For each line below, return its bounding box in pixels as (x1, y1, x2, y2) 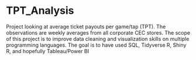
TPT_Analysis (6, 4, 74, 17)
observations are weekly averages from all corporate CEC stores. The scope (6, 29, 191, 36)
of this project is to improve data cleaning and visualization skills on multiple (6, 35, 190, 42)
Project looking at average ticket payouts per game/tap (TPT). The (6, 23, 166, 30)
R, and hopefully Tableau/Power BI (6, 47, 90, 54)
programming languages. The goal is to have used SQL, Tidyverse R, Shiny (6, 42, 187, 48)
